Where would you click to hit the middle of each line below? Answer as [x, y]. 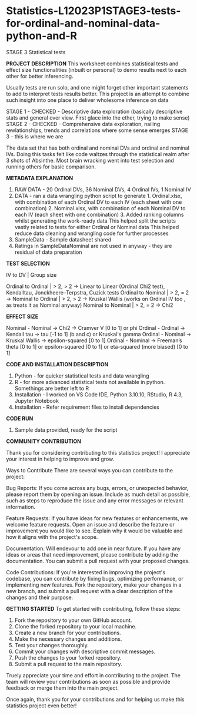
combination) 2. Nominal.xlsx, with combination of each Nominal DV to [100, 208]
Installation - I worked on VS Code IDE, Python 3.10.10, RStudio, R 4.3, [99, 394]
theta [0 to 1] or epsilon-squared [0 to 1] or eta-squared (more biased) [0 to [97, 346]
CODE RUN [20, 418]
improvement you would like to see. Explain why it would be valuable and [95, 531]
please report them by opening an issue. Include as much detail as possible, [98, 494]
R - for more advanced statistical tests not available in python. [90, 382]
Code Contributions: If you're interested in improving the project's [86, 572]
